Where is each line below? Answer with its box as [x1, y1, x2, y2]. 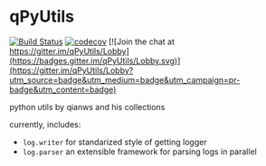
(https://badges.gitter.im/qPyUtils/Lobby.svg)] [9, 55, 181, 66]
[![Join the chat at [108, 36, 175, 47]
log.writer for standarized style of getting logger [22, 136, 207, 147]
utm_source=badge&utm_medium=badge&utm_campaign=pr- [9, 74, 241, 85]
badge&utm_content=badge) [9, 84, 117, 95]
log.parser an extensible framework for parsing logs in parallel [22, 146, 258, 157]
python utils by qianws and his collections [9, 101, 166, 112]
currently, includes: [9, 119, 81, 130]
